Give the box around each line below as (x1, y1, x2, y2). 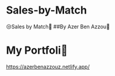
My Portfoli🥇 (6, 44, 68, 57)
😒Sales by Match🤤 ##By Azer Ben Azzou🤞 (6, 23, 110, 30)
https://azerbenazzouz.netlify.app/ (6, 63, 90, 70)
